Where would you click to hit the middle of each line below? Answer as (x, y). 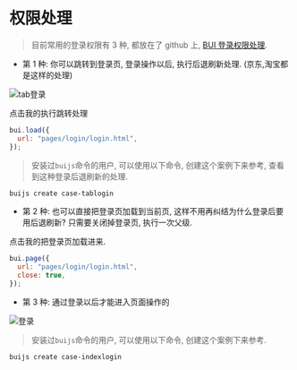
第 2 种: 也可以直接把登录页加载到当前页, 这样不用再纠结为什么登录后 (149, 211)
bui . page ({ (30, 259)
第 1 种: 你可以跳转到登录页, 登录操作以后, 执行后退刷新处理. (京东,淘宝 (151, 64)
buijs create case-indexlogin (66, 357)
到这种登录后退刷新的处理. (79, 176)
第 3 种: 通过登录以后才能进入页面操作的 (96, 302)
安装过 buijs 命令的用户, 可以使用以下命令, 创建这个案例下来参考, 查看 (157, 165)
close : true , (42, 275)
